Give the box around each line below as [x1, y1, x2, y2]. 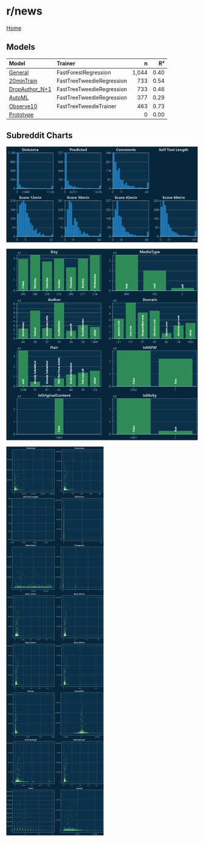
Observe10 [8, 102, 38, 110]
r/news [6, 4, 42, 18]
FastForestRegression [56, 69, 111, 76]
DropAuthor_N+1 [8, 86, 52, 92]
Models [6, 42, 35, 52]
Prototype [8, 111, 34, 118]
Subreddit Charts [6, 130, 73, 140]
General [8, 69, 29, 76]
